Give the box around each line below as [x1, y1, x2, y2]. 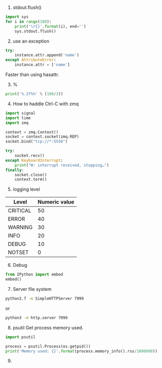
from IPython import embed [5, 272, 63, 277]
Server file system [12, 286, 51, 292]
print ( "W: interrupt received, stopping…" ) [14, 162, 110, 168]
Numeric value [38, 198, 75, 206]
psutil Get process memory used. [12, 324, 84, 330]
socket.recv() [14, 153, 45, 158]
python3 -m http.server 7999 [5, 315, 68, 320]
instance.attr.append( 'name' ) [14, 52, 80, 58]
